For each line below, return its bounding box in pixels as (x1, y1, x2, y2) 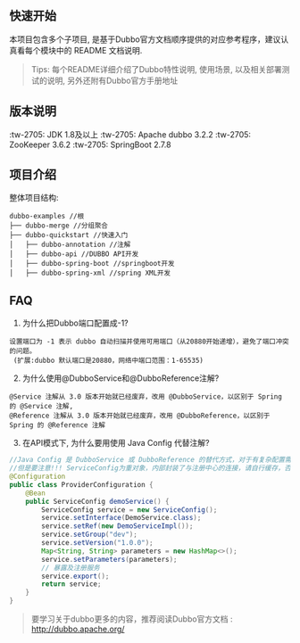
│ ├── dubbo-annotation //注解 (9, 240, 131, 250)
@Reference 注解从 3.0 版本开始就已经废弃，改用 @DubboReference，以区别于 (9, 411, 271, 421)
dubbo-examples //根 (9, 212, 85, 221)
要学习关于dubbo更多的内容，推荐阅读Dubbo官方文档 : (30, 614, 234, 624)
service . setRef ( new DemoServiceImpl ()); (41, 522, 194, 531)
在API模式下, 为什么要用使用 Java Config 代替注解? (21, 438, 210, 449)
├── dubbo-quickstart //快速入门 (9, 231, 129, 240)
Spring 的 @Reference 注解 (9, 421, 105, 430)
